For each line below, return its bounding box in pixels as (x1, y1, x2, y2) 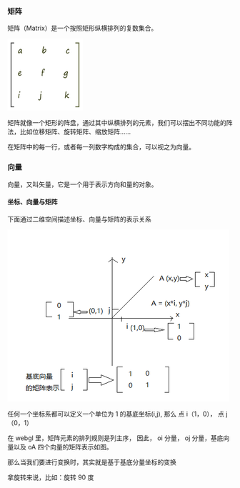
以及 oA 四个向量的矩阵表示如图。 (13, 442, 113, 451)
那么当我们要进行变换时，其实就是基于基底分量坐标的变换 (7, 457, 176, 466)
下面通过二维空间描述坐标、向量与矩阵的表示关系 (7, 214, 151, 223)
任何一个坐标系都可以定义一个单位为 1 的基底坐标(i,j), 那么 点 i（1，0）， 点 (7, 409, 225, 418)
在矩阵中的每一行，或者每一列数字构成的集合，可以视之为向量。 (7, 143, 195, 151)
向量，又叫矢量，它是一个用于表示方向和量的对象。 (7, 180, 158, 189)
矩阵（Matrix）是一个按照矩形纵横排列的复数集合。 (7, 24, 158, 33)
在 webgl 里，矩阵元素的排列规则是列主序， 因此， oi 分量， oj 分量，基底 (7, 434, 224, 442)
